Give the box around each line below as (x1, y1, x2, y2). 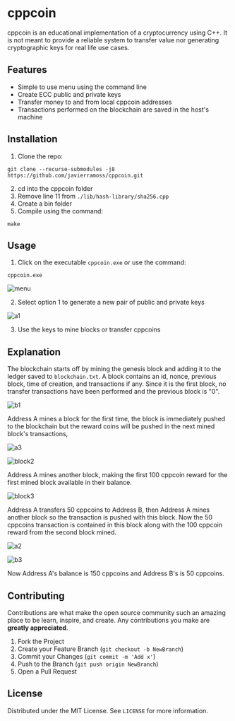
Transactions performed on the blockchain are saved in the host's (17, 105, 210, 114)
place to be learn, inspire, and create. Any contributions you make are (7, 616, 210, 624)
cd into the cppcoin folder (17, 184, 93, 192)
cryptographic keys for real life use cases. (7, 43, 130, 52)
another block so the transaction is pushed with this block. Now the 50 (7, 513, 213, 522)
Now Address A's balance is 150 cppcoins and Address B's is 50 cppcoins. (7, 569, 224, 578)
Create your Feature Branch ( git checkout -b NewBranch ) (17, 645, 184, 653)
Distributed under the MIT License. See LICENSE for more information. (7, 706, 208, 715)
